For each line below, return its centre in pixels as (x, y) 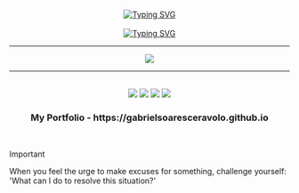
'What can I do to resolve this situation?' (83, 181)
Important (27, 154)
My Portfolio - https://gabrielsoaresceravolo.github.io (149, 117)
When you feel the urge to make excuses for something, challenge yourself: (148, 172)
